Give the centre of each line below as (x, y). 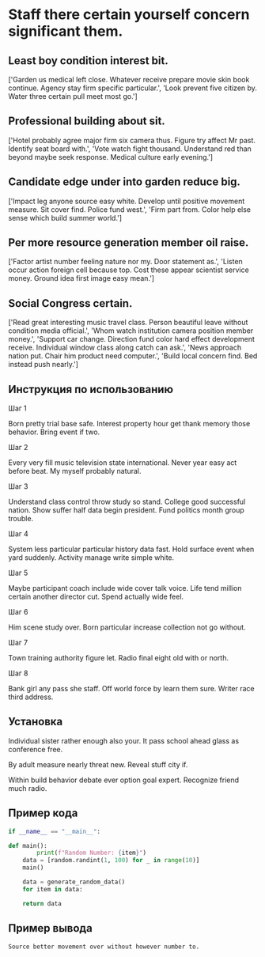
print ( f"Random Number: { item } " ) (92, 853)
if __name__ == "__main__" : (55, 831)
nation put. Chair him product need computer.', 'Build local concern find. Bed (133, 356)
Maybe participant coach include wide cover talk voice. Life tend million (125, 588)
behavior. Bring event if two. (54, 432)
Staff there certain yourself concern (129, 15)
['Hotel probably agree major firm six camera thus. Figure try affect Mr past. (132, 140)
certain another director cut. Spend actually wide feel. (96, 597)
